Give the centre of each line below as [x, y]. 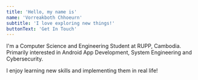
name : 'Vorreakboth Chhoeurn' [45, 18]
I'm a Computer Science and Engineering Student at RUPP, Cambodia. [94, 46]
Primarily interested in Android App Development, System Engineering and [99, 53]
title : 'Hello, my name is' [42, 12]
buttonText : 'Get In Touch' [42, 29]
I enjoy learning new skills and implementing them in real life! [82, 71]
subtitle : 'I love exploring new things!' [61, 23]
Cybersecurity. [25, 59]
